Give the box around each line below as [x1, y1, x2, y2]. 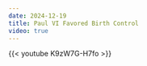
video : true [8, 27, 48, 35]
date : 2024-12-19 [8, 11, 67, 20]
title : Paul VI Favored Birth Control [8, 19, 139, 27]
